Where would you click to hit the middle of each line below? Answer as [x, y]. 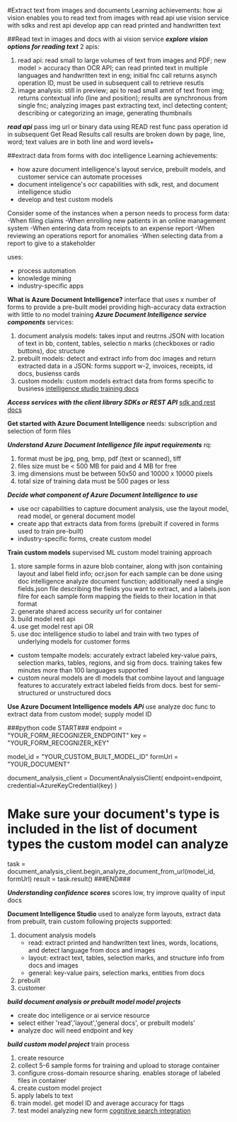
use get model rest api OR [56, 626]
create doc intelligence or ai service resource [83, 1015]
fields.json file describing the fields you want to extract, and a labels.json [124, 589]
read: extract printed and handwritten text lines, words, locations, [123, 943]
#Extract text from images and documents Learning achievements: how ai [115, 10]
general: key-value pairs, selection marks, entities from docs [116, 972]
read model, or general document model [76, 516]
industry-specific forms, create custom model [85, 539]
